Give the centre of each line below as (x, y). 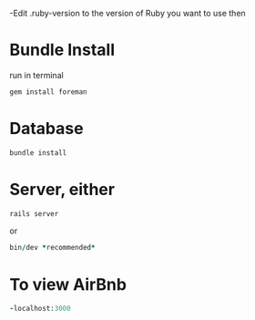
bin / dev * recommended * (52, 248)
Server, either (62, 189)
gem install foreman (49, 92)
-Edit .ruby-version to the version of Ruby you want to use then (127, 13)
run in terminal (36, 75)
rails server (34, 213)
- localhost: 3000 (40, 309)
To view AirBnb (68, 284)
